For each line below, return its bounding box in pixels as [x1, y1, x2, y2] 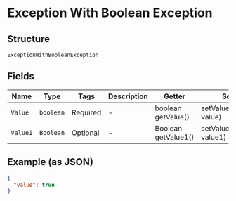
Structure [7, 33, 51, 45]
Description [107, 91, 149, 101]
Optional [71, 128, 100, 138]
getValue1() [155, 132, 195, 142]
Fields [7, 70, 35, 82]
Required [71, 108, 102, 117]
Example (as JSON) [7, 156, 93, 168]
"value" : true [13, 181, 55, 188]
